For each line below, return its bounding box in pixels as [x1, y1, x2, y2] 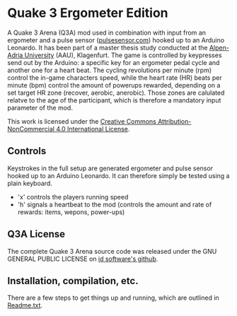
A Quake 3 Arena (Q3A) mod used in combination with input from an [7, 28, 207, 37]
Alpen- [209, 43, 230, 52]
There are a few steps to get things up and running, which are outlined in [7, 293, 219, 302]
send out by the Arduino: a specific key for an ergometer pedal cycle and [7, 58, 220, 66]
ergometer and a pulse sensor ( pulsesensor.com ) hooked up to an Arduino [7, 35, 225, 44]
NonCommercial [7, 124, 55, 133]
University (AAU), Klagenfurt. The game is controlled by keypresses [24, 51, 222, 59]
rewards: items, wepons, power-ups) [17, 207, 125, 216]
